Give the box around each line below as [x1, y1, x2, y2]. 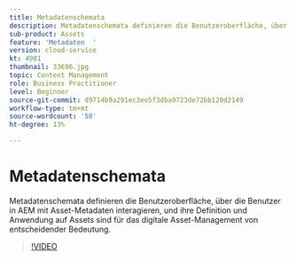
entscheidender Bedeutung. [9, 224, 112, 234]
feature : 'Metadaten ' [9, 37, 97, 47]
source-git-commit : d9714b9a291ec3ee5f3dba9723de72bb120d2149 [9, 95, 244, 105]
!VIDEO [30, 240, 58, 251]
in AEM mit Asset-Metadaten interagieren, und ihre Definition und [9, 205, 248, 216]
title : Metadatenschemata [9, 12, 105, 22]
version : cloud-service [9, 46, 97, 55]
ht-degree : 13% [9, 121, 66, 130]
